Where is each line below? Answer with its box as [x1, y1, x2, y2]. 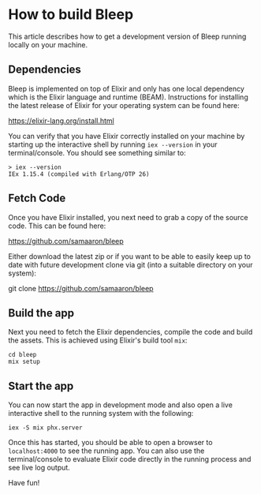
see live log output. [8, 463, 71, 473]
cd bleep [8, 351, 37, 359]
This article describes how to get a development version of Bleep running [8, 32, 247, 41]
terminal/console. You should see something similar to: [8, 148, 187, 157]
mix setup [8, 357, 41, 366]
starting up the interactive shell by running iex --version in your [8, 140, 218, 149]
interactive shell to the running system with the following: [8, 409, 194, 418]
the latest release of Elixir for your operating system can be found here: [8, 100, 240, 110]
